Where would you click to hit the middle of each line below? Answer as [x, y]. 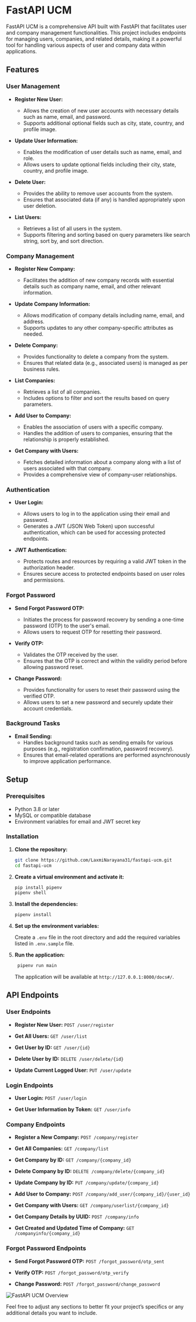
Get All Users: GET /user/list [51, 1036]
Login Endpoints [30, 1085]
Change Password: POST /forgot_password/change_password [87, 1284]
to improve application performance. [67, 761]
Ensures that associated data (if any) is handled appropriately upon [104, 199]
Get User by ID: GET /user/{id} [52, 1047]
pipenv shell [30, 893]
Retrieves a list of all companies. [62, 392]
